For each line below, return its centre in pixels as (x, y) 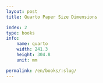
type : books (20, 33)
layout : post (22, 11)
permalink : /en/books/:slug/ (41, 71)
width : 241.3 (32, 49)
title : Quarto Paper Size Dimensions (52, 17)
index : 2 (17, 27)
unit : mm (27, 60)
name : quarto (32, 44)
